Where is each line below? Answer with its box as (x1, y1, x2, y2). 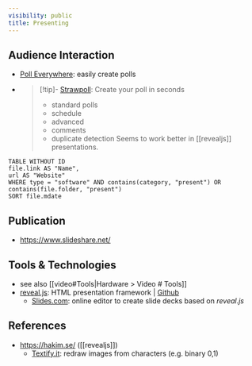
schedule (51, 109, 82, 118)
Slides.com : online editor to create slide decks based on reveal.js (31, 295, 244, 306)
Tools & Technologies (8, 258, 116, 272)
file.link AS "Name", (8, 164, 80, 173)
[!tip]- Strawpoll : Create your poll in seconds (39, 85, 185, 94)
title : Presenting (8, 19, 69, 27)
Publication (8, 214, 66, 227)
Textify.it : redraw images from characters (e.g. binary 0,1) (31, 349, 220, 358)
